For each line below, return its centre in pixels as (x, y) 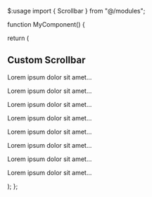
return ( (18, 38)
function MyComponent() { (46, 24)
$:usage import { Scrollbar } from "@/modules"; (76, 11)
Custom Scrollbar (46, 60)
